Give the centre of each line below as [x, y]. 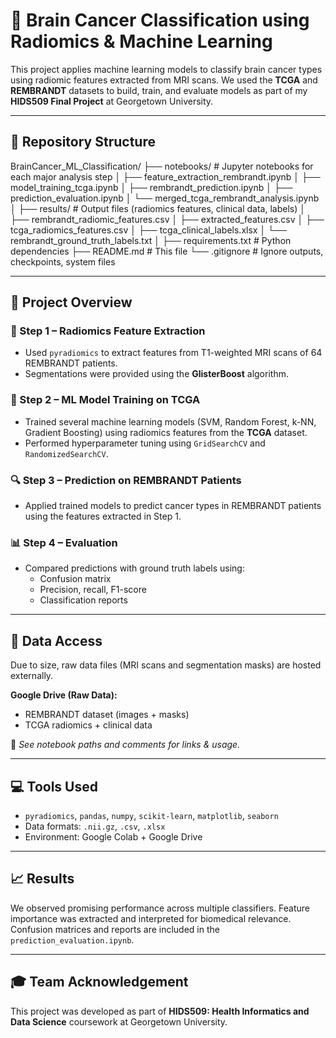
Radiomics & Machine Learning [141, 41]
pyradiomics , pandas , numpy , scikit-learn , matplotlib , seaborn [151, 815]
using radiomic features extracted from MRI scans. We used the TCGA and [164, 80]
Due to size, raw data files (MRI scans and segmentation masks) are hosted [166, 665]
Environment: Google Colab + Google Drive [113, 836]
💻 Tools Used [54, 786]
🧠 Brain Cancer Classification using [160, 20]
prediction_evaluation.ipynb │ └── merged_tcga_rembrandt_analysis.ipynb [165, 198]
